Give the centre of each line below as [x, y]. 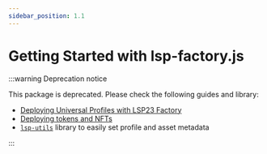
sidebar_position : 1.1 [47, 16]
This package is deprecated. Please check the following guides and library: [133, 94]
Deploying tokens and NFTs [66, 118]
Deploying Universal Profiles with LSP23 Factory [101, 109]
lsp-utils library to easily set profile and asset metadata [114, 127]
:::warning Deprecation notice [58, 79]
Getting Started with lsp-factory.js [126, 56]
